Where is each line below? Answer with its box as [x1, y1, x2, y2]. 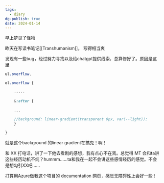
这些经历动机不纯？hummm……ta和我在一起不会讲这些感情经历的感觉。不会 [5, 156, 158, 162]
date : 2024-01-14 [5, 21, 41, 26]
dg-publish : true [5, 16, 41, 21]
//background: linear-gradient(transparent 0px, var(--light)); [14, 117, 148, 122]
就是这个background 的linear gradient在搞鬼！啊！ [5, 139, 107, 145]
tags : [5, 7, 16, 12]
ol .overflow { [5, 80, 34, 86]
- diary [9, 12, 25, 17]
